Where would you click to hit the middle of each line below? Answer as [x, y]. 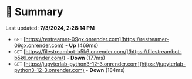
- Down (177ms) [86, 58]
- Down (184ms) [105, 70]
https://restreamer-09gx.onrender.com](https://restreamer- [97, 39]
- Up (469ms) [82, 45]
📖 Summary [34, 12]
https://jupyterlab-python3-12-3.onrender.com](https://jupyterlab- [106, 64]
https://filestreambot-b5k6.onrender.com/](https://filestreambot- [104, 51]
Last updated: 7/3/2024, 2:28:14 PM [50, 28]
